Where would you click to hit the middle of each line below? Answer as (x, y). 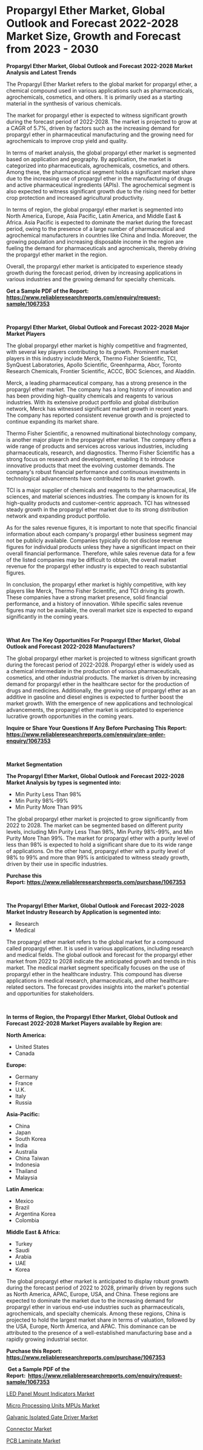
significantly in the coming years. (48, 616)
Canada (25, 1053)
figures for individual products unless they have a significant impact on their (101, 547)
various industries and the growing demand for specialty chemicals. (91, 279)
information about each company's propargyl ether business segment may (99, 534)
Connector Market (29, 1429)
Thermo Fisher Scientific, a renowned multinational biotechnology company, (101, 433)
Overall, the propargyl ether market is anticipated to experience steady (95, 266)
